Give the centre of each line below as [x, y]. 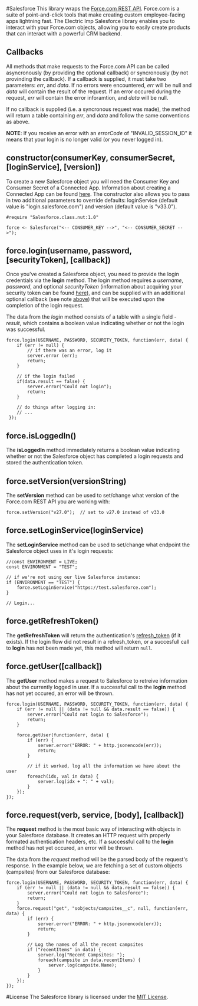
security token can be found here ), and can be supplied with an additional [96, 293]
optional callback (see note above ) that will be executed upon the [85, 299]
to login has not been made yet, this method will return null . [80, 648]
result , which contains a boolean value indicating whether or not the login [95, 323]
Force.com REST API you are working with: [58, 502]
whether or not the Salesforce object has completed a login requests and [95, 456]
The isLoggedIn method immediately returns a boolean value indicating [93, 450]
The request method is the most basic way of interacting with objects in [93, 829]
